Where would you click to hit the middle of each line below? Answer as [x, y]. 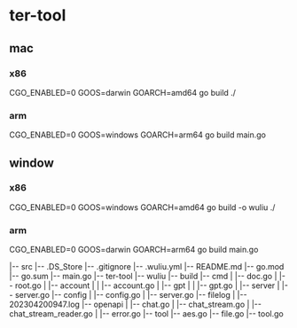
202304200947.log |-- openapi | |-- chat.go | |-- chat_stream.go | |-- [135, 305]
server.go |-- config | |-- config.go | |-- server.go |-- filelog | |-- [131, 295]
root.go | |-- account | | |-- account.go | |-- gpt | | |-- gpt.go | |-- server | [147, 285]
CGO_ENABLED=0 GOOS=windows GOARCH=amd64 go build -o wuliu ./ [142, 207]
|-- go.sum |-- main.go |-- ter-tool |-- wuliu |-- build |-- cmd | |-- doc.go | [143, 277]
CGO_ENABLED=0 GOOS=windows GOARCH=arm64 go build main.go [138, 135]
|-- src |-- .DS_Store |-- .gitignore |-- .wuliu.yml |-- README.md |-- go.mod [147, 267]
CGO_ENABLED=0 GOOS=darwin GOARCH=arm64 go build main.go [134, 250]
